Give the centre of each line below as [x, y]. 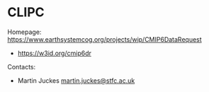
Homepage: [24, 32]
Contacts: [22, 67]
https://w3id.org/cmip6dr [55, 53]
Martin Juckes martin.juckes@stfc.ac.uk [76, 80]
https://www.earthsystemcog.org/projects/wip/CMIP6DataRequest [104, 39]
